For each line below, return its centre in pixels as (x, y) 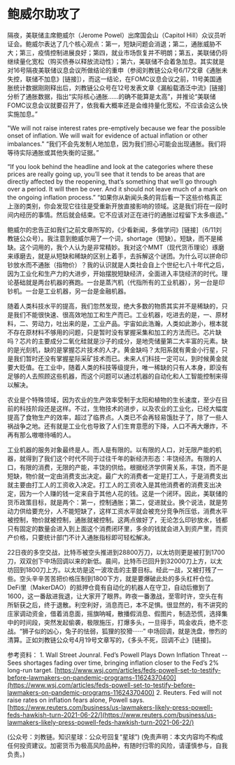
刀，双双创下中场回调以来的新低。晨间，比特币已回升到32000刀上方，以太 (115, 561)
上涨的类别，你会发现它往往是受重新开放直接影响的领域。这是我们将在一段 (114, 206)
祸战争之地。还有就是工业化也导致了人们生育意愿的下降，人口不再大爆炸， (114, 426)
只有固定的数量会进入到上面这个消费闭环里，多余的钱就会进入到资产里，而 (114, 528)
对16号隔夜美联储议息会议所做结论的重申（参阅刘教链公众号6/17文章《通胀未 (117, 70)
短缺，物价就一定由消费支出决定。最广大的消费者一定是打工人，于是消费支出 (117, 476)
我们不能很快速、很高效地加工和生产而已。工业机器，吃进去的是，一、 (114, 314)
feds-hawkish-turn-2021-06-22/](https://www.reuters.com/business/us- (112, 715)
